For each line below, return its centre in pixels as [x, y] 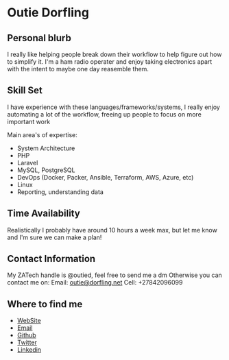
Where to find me [45, 304]
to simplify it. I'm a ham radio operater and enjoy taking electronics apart [110, 62]
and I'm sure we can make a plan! [55, 237]
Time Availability [44, 214]
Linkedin [29, 350]
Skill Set [25, 91]
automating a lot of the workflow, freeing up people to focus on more [105, 114]
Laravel [27, 163]
